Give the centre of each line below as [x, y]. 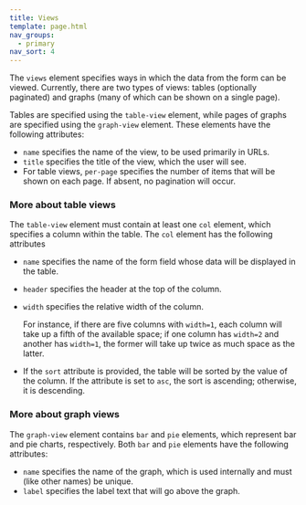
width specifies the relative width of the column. [113, 307]
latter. [33, 353]
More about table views [63, 205]
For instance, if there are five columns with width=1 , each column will [153, 324]
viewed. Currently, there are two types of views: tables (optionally [133, 88]
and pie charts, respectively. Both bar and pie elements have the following [149, 444]
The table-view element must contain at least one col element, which [140, 225]
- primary [36, 43]
